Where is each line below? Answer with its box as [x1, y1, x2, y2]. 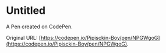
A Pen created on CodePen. [6, 23, 73, 30]
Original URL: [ [6, 34, 41, 41]
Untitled [6, 4, 46, 17]
